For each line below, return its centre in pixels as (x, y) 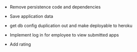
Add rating (20, 44)
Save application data (31, 16)
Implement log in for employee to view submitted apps (64, 35)
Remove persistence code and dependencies (55, 7)
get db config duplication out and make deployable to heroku (71, 26)
